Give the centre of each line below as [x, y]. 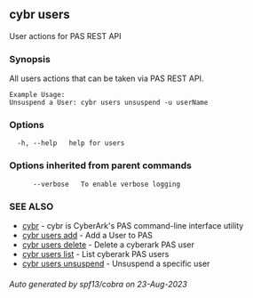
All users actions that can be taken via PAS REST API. [107, 78]
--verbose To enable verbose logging [106, 184]
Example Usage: [37, 95]
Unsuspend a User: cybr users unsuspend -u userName [109, 103]
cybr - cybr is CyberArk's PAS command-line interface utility [133, 226]
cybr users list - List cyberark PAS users [95, 254]
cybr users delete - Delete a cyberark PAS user [108, 245]
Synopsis [30, 59]
